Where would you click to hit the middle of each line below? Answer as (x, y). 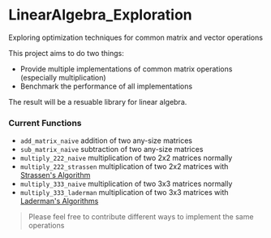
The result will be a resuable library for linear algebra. (98, 102)
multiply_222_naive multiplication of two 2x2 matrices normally (126, 158)
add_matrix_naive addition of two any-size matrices (106, 141)
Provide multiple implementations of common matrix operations (126, 69)
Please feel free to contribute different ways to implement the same (141, 217)
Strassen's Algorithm (55, 175)
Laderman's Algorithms (59, 201)
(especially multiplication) (63, 77)
